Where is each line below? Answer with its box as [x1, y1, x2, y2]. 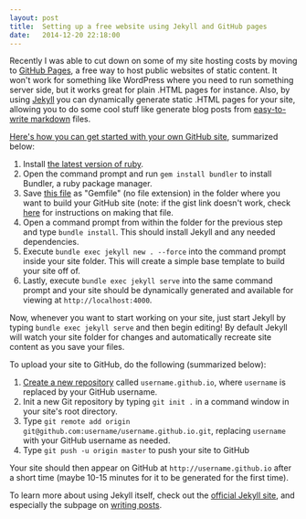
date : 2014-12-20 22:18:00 [9, 30, 121, 39]
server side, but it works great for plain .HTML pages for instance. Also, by [9, 84, 290, 96]
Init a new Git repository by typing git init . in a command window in [22, 397, 290, 408]
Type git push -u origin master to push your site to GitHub [22, 445, 249, 456]
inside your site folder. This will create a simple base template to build [22, 256, 285, 267]
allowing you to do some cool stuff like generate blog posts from [9, 104, 252, 115]
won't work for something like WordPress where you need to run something [9, 75, 294, 86]
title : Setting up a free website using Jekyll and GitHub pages [9, 22, 268, 31]
